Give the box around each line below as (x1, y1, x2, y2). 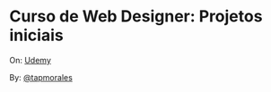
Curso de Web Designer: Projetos (9, 6, 263, 27)
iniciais (9, 25, 65, 46)
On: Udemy (9, 54, 52, 65)
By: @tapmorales (9, 71, 74, 82)
